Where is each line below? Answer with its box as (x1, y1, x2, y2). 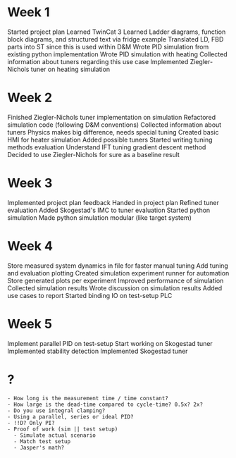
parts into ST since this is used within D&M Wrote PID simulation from (7, 42, 209, 51)
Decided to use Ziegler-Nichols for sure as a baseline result (7, 150, 180, 159)
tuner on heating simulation (30, 65, 111, 73)
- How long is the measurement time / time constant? (7, 395, 169, 402)
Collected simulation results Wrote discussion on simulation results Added (7, 283, 223, 292)
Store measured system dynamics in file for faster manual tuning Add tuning (7, 261, 229, 270)
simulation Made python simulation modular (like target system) (7, 213, 192, 222)
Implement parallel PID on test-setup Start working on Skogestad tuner (7, 339, 213, 347)
